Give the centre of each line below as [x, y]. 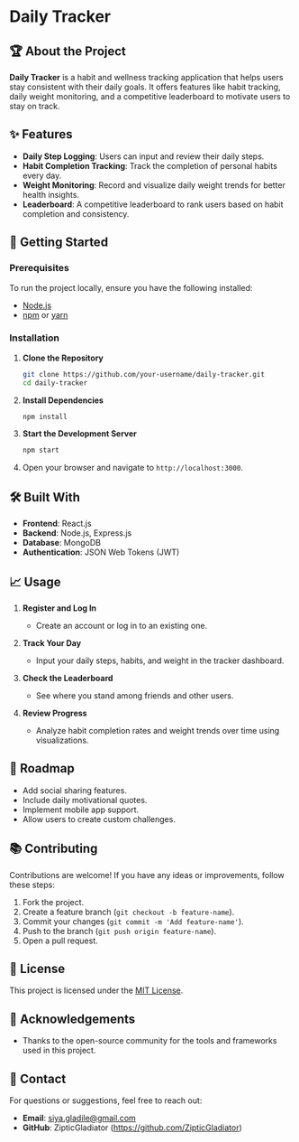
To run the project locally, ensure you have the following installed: [131, 287]
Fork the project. [53, 902]
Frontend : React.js [57, 524]
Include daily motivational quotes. [85, 800]
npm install [45, 417]
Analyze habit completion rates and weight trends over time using [158, 730]
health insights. [50, 194]
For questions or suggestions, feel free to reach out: [106, 1100]
